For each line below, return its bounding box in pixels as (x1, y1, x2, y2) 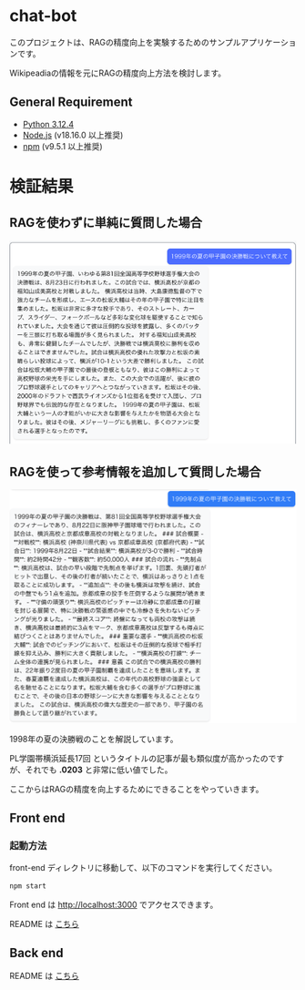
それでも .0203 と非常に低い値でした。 (25, 764, 173, 775)
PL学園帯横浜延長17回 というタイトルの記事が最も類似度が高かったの (9, 752, 269, 763)
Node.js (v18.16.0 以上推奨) (22, 129, 124, 140)
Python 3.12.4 (22, 118, 75, 129)
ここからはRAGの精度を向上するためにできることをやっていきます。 (9, 783, 264, 794)
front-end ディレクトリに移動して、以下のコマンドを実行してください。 (9, 862, 278, 873)
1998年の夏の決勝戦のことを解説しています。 (9, 733, 178, 744)
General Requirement (9, 95, 134, 110)
